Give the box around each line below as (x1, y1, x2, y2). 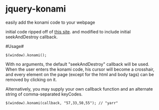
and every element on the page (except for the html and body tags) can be (5, 71, 154, 77)
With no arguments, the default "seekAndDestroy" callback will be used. (5, 61, 149, 67)
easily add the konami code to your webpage (5, 19, 96, 25)
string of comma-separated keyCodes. (5, 91, 83, 97)
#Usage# (5, 43, 24, 49)
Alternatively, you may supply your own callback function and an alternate (5, 86, 153, 92)
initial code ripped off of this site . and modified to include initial (5, 29, 131, 34)
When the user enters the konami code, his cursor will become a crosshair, (5, 66, 155, 72)
